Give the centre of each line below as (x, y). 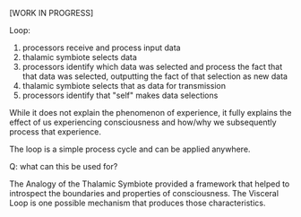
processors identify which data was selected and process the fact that (152, 67)
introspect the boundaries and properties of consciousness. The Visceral (144, 193)
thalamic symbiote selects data (79, 57)
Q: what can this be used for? (64, 166)
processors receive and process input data (101, 48)
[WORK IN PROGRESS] (52, 13)
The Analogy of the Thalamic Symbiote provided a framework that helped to (150, 184)
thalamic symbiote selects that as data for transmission (124, 86)
